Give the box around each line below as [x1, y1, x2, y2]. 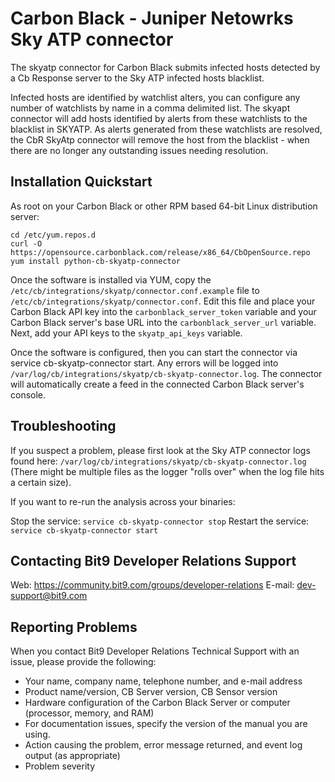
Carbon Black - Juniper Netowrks [10, 7, 294, 30]
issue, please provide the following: [10, 656, 157, 668]
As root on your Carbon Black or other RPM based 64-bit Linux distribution [10, 200, 318, 212]
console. [10, 388, 47, 401]
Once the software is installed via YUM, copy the [10, 273, 212, 286]
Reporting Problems [10, 618, 138, 636]
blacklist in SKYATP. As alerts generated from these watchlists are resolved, [10, 123, 323, 135]
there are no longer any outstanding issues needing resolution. [10, 144, 269, 156]
